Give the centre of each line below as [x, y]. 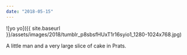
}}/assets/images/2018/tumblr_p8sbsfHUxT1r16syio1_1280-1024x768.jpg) [94, 34]
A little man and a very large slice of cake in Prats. [66, 46]
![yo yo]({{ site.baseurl [33, 28]
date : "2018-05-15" [30, 11]
